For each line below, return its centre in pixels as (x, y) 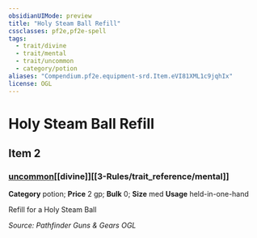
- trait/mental (41, 53)
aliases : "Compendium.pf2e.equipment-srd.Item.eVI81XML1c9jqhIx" (120, 76)
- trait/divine (41, 46)
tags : (17, 38)
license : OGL (30, 83)
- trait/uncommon (45, 62)
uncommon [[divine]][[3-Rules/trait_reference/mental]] (119, 176)
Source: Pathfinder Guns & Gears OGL (72, 225)
